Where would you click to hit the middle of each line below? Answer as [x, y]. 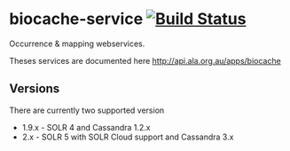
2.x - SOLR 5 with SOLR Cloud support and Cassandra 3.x [128, 137]
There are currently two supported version [87, 110]
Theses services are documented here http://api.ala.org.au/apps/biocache [145, 60]
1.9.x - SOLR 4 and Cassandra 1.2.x [86, 127]
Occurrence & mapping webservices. [77, 44]
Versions [35, 89]
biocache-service [76, 19]
